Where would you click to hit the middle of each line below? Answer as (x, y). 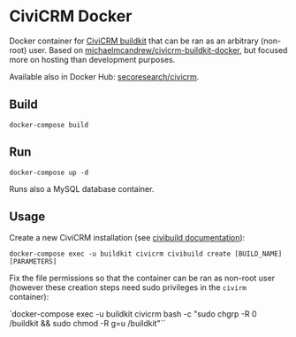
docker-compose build (49, 125)
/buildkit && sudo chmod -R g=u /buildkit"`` (87, 324)
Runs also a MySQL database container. (82, 188)
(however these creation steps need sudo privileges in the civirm (128, 287)
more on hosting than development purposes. (92, 59)
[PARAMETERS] (33, 262)
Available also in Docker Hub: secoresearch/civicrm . (104, 76)
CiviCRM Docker (71, 16)
